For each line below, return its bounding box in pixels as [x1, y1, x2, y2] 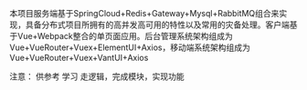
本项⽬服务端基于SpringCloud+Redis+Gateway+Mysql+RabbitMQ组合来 [9, 8, 280, 18]
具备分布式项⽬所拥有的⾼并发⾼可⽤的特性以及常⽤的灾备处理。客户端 [25, 19, 290, 30]
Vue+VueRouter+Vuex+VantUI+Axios [9, 53, 149, 63]
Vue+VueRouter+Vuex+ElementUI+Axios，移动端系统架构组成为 [9, 42, 251, 53]
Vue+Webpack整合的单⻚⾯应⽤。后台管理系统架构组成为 [16, 31, 233, 41]
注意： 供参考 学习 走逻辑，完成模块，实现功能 [9, 71, 185, 82]
